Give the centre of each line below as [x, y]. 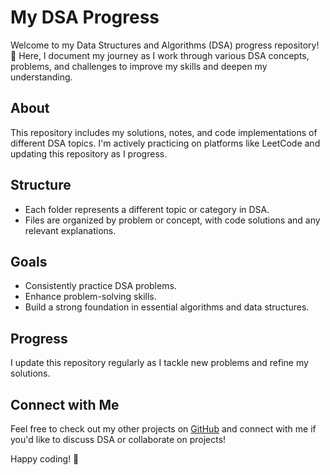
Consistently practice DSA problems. [100, 286]
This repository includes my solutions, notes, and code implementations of [164, 132]
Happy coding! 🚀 [45, 459]
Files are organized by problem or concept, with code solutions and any [172, 220]
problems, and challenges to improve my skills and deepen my [139, 66]
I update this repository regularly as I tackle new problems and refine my [159, 363]
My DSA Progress [85, 17]
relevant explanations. [70, 230]
